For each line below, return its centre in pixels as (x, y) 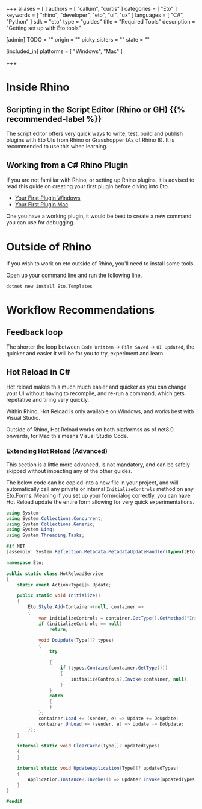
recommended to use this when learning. (57, 146)
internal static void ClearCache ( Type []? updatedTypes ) (89, 746)
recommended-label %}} (54, 119)
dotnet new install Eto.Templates (50, 286)
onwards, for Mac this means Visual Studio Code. (67, 436)
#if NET (16, 546)
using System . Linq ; (31, 530)
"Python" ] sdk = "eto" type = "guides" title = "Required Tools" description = (101, 21)
